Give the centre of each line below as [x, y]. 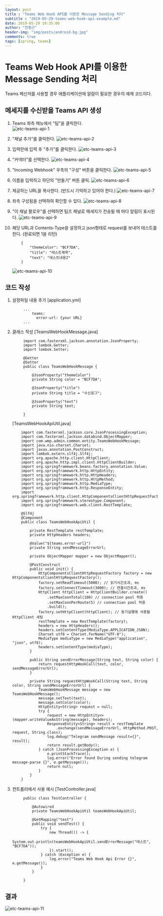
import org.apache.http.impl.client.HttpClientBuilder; [79, 462]
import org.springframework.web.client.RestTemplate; [77, 505]
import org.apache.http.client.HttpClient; [66, 458]
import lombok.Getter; [46, 345]
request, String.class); [37, 733]
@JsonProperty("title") [56, 388]
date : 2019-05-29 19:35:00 [32, 23]
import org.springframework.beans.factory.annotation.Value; [84, 467]
